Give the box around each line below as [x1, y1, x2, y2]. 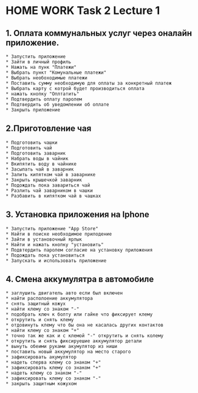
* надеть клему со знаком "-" [5, 370, 83, 377]
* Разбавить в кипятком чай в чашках [5, 193, 101, 199]
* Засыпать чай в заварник [5, 166, 74, 172]
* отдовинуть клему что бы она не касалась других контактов [5, 322, 164, 328]
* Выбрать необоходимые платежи [5, 75, 87, 81]
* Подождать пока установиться [5, 252, 85, 258]
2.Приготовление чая [5, 123, 92, 134]
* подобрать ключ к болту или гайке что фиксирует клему [5, 311, 153, 317]
